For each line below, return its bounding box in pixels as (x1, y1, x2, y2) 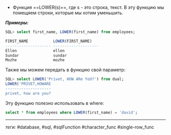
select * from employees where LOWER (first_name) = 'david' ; (5, 110, 138, 115)
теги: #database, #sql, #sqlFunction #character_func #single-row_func (5, 124, 154, 130)
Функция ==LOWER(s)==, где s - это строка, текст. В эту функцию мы (12, 5, 164, 10)
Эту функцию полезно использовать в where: (5, 100, 104, 106)
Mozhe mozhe (5, 58, 65, 63)
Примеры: (5, 20, 29, 25)
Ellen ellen (5, 48, 65, 53)
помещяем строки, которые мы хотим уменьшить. (12, 10, 124, 16)
